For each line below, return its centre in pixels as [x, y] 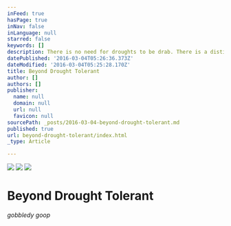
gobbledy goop [29, 215]
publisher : [23, 90]
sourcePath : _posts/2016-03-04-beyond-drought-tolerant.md [93, 122]
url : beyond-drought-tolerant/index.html [67, 135]
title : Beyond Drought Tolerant [53, 71]
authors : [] [24, 84]
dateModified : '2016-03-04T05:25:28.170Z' [69, 65]
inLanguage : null [32, 33]
